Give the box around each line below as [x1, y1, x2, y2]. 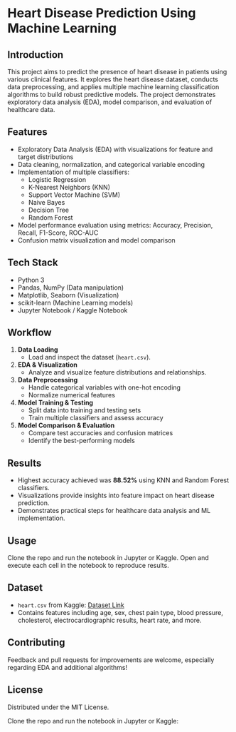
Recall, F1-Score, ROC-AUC [17, 228, 99, 237]
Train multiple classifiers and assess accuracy [28, 414, 163, 422]
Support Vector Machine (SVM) [28, 190, 121, 199]
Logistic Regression [28, 175, 87, 183]
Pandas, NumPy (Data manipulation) [17, 283, 124, 292]
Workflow [7, 327, 52, 339]
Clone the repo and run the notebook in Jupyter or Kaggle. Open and [7, 554, 210, 562]
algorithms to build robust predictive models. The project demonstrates [7, 91, 216, 98]
